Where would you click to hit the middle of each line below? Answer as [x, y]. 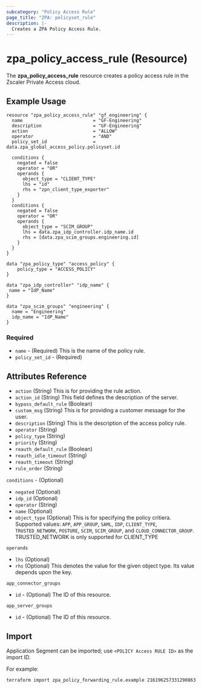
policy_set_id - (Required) [49, 357]
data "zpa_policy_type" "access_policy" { [60, 264]
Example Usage [36, 101]
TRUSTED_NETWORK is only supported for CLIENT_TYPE [86, 537]
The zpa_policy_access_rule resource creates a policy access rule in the [97, 76]
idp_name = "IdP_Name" [40, 317]
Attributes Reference [47, 376]
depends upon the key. [44, 572]
